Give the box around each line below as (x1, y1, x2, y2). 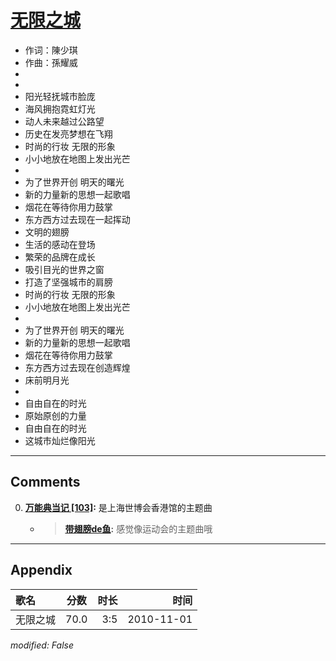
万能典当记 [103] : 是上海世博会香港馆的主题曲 (24, 501, 213, 513)
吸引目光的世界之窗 (24, 263, 105, 275)
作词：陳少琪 (24, 44, 78, 56)
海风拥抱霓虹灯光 (24, 102, 96, 115)
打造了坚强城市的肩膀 (24, 276, 113, 288)
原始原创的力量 (24, 409, 87, 421)
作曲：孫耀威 (24, 56, 78, 68)
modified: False (10, 639, 75, 651)
